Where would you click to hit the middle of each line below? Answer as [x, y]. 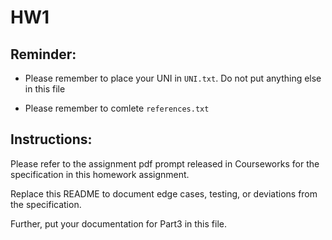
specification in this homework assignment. [100, 174]
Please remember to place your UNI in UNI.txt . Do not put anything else [173, 78]
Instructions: [51, 139]
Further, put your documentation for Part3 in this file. [118, 223]
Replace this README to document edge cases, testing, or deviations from [164, 193]
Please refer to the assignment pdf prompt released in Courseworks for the [165, 163]
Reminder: [43, 54]
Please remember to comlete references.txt [117, 108]
